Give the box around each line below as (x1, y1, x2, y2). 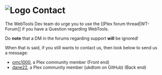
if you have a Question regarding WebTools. (22, 26, 109, 31)
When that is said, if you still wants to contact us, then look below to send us (5, 45, 158, 50)
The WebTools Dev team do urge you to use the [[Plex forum (5, 21, 126, 27)
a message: (5, 50, 28, 56)
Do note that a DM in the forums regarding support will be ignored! (5, 35, 139, 41)
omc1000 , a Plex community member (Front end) (12, 59, 110, 65)
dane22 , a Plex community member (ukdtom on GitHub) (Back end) (12, 64, 147, 70)
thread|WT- (126, 21, 150, 27)
